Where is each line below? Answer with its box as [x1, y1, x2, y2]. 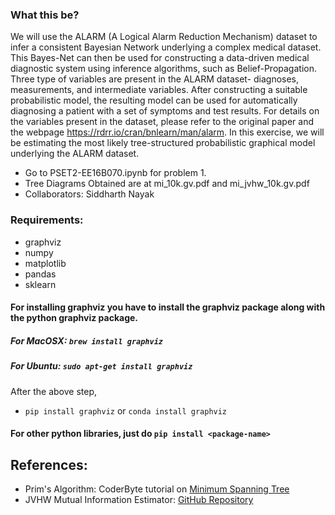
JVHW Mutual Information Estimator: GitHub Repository [24, 493, 254, 505]
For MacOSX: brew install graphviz [10, 334, 163, 347]
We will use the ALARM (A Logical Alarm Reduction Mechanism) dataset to [10, 31, 318, 43]
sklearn [24, 278, 57, 290]
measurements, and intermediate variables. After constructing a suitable [10, 84, 308, 96]
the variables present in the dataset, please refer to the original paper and [10, 116, 314, 128]
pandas [24, 268, 57, 280]
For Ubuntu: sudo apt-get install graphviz [10, 360, 193, 372]
